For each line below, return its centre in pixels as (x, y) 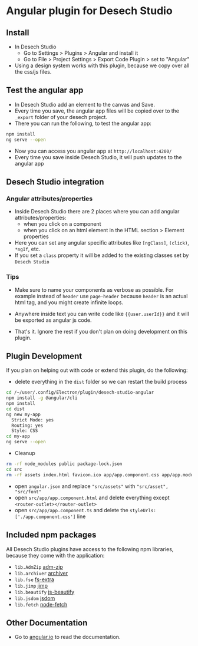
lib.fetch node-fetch (41, 604)
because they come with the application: (55, 555)
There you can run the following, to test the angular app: (83, 123)
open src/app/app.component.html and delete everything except (92, 497)
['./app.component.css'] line (50, 516)
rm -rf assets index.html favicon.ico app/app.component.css (83, 475)
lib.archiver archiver (41, 573)
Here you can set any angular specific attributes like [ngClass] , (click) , (102, 243)
